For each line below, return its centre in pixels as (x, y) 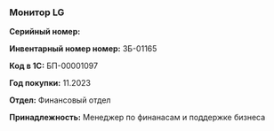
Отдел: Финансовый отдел (60, 100)
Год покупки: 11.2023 (50, 83)
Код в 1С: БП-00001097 (54, 66)
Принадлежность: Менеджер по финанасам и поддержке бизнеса (137, 118)
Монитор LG (37, 12)
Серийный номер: (45, 32)
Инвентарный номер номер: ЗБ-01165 (83, 49)
